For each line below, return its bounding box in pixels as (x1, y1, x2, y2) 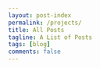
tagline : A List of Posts (8, 33, 92, 41)
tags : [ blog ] (8, 41, 51, 48)
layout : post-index (8, 11, 72, 20)
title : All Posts (8, 26, 65, 34)
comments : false (8, 48, 61, 55)
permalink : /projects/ (8, 19, 82, 27)
